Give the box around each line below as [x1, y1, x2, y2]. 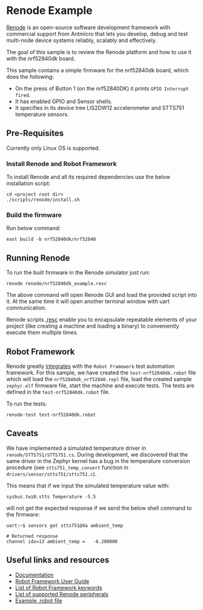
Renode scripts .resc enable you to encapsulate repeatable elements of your [6, 316, 197, 324]
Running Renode [6, 252, 70, 263]
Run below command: [6, 225, 61, 232]
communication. [6, 304, 47, 311]
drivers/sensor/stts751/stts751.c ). [6, 470, 97, 477]
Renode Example [6, 4, 93, 18]
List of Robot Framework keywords [15, 584, 102, 591]
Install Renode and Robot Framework [6, 159, 117, 168]
